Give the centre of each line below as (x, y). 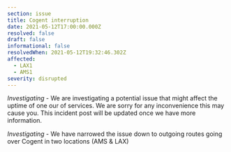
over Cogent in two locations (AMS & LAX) (68, 142)
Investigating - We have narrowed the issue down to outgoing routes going (115, 134)
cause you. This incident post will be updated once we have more (102, 113)
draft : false (26, 40)
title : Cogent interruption (48, 20)
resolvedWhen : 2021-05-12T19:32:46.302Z (67, 53)
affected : (22, 59)
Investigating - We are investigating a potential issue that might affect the (112, 98)
